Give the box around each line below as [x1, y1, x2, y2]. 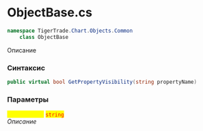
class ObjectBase [19, 33, 69, 40]
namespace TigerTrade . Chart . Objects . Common [7, 27, 133, 34]
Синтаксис [7, 63, 46, 72]
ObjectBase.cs [7, 5, 92, 20]
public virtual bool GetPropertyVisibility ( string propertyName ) [7, 78, 197, 85]
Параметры [7, 94, 49, 104]
